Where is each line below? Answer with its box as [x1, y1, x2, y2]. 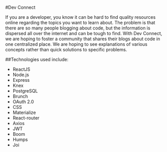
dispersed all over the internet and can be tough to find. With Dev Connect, [5, 31, 162, 36]
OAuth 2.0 [12, 99, 34, 105]
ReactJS [12, 66, 30, 72]
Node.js [12, 72, 29, 78]
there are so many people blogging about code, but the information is [5, 25, 151, 31]
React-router [12, 115, 40, 121]
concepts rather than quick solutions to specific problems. [5, 47, 127, 52]
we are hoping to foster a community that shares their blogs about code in [5, 36, 160, 42]
